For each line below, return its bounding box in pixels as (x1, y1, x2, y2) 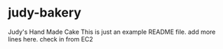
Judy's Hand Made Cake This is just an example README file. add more (8, 28, 216, 36)
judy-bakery (8, 5, 81, 21)
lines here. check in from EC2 (8, 35, 93, 43)
